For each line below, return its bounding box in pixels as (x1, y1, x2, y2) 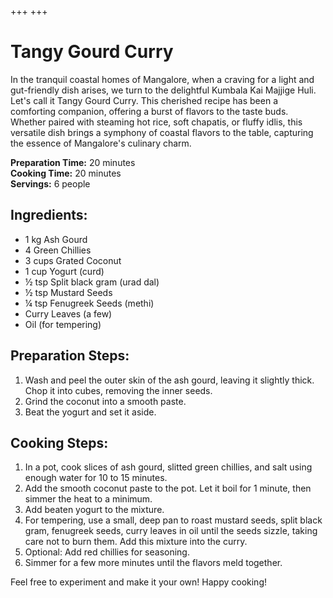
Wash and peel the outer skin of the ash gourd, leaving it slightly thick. (24, 374, 315, 386)
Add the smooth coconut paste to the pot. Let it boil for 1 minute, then (24, 482, 312, 495)
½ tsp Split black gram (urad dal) (24, 276, 160, 288)
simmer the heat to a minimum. (24, 493, 153, 505)
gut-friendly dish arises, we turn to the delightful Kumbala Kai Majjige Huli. (10, 84, 317, 96)
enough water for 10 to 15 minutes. (24, 472, 168, 484)
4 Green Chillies (24, 244, 92, 256)
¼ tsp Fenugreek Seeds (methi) (24, 297, 155, 309)
